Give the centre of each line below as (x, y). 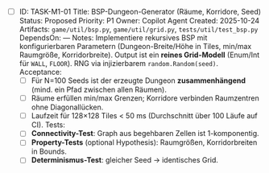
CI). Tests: (48, 125)
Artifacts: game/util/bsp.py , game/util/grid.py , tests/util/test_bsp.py (139, 29)
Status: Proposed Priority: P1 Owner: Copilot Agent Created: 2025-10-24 (139, 21)
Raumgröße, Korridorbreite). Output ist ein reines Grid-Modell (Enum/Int (139, 55)
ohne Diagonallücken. (67, 107)
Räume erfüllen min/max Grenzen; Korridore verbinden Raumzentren (145, 98)
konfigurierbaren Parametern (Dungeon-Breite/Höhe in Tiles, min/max (135, 47)
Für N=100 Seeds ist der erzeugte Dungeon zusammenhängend (139, 80)
